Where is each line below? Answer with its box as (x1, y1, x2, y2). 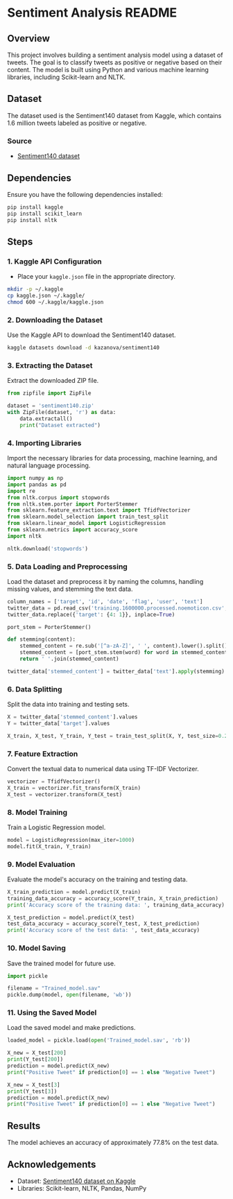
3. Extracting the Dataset (7, 361, 93, 370)
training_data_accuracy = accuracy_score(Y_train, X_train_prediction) (7, 895, 218, 902)
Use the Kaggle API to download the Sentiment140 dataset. (7, 331, 176, 339)
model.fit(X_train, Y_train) (7, 843, 92, 850)
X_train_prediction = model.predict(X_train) (7, 888, 141, 895)
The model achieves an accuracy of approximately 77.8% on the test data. (7, 1139, 219, 1147)
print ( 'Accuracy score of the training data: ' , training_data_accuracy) (7, 902, 225, 908)
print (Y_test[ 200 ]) (7, 1056, 64, 1063)
